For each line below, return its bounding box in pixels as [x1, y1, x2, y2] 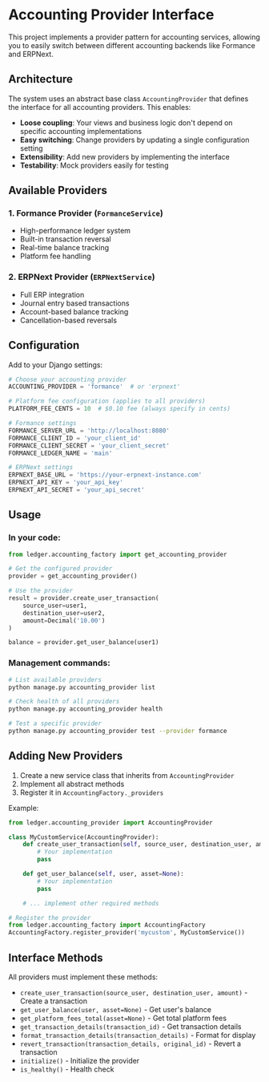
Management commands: [8, 658, 110, 669]
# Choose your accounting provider [8, 375, 127, 383]
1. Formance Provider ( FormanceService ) [8, 208, 164, 219]
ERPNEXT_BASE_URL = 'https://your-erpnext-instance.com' [8, 471, 203, 479]
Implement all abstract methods [19, 779, 125, 788]
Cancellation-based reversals [19, 315, 118, 325]
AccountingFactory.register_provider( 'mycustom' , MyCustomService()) [8, 929, 246, 937]
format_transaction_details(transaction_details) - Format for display [19, 1031, 256, 1040]
